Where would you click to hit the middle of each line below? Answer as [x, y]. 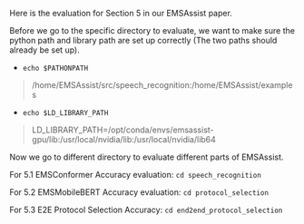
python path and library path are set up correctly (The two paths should [143, 40]
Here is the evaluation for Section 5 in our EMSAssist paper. [121, 13]
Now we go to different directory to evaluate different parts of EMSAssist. [147, 157]
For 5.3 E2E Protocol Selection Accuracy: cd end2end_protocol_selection [146, 209]
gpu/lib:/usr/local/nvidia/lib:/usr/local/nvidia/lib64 [123, 139]
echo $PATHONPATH [55, 68]
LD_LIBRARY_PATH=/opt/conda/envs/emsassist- [123, 130]
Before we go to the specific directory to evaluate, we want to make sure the [152, 30]
